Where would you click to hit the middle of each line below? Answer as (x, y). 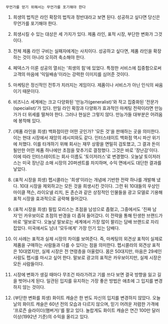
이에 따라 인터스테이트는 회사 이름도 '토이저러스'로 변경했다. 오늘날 (78, 156)
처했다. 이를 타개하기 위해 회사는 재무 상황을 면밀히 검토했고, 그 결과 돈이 (89, 144)
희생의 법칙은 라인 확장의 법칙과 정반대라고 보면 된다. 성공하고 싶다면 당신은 (87, 17)
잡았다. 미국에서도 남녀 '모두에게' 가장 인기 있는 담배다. (66, 228)
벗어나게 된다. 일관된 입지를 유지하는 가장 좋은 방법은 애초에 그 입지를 (86, 281)
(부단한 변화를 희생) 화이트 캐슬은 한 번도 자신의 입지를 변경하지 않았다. (82, 298)
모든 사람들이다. (28, 264)
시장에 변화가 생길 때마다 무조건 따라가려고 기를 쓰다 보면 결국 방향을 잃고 (85, 275)
